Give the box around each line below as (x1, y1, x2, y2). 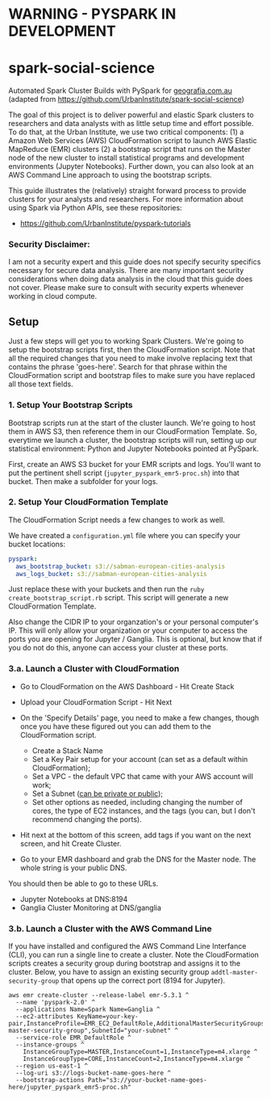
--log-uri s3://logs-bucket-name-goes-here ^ (15, 1069, 172, 1077)
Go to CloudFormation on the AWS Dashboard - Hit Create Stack (19, 681, 235, 691)
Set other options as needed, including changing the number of (31, 797, 244, 806)
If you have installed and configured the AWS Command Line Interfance (8, 941, 247, 951)
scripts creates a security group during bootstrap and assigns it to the (8, 958, 240, 968)
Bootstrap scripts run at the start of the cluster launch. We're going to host (8, 418, 256, 427)
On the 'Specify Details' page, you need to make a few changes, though (19, 713, 260, 722)
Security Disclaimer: (8, 239, 90, 251)
